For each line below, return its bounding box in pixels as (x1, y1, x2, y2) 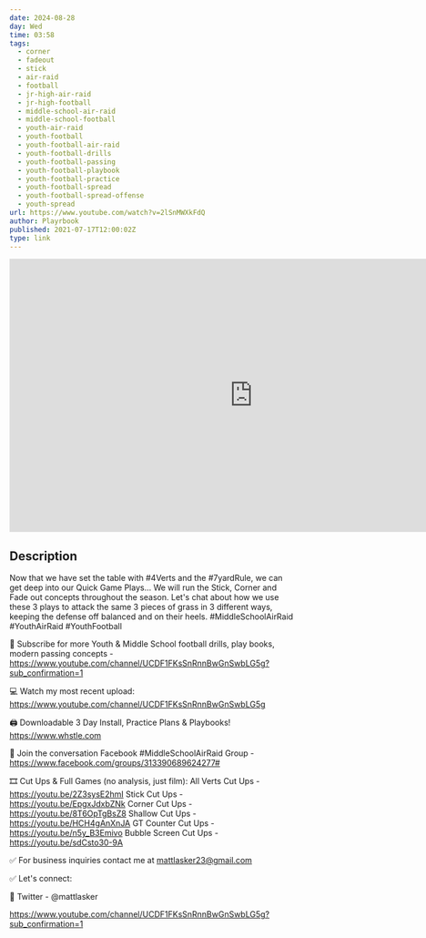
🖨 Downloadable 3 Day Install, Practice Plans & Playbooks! (9, 717, 231, 729)
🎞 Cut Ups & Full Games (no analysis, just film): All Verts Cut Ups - (9, 776, 260, 787)
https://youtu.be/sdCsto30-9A (9, 837, 124, 848)
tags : (9, 38, 30, 48)
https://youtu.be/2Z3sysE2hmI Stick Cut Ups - (9, 789, 184, 800)
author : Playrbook (9, 216, 79, 226)
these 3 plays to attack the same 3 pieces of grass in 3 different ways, (9, 602, 273, 613)
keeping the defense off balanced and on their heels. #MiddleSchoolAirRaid (9, 611, 294, 622)
